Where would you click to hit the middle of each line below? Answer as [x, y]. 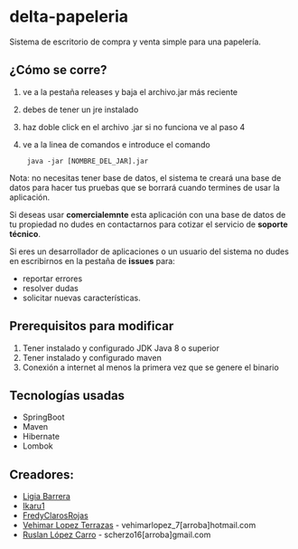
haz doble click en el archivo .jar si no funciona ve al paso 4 [134, 127]
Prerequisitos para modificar [92, 326]
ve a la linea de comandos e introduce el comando [116, 144]
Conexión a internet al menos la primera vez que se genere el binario [151, 367]
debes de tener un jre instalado [80, 109]
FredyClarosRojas [55, 516]
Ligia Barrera [46, 497]
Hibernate [41, 437]
